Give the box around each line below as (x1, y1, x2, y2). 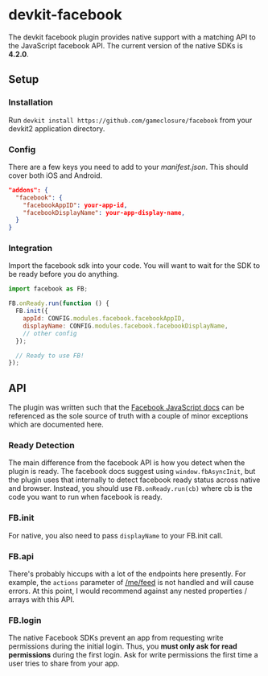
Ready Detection (8, 440, 75, 451)
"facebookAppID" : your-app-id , (23, 201, 128, 209)
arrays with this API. (8, 595, 75, 604)
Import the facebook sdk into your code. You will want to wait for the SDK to (8, 261, 260, 270)
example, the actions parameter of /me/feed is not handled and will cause (8, 578, 254, 587)
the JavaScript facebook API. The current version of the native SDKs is (8, 40, 243, 50)
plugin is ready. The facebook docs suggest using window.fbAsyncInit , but (8, 467, 256, 476)
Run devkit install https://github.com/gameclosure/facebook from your (8, 115, 253, 125)
